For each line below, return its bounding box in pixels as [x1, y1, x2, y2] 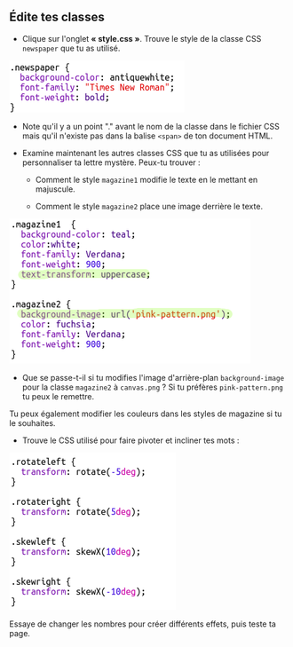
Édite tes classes [9, 10, 105, 25]
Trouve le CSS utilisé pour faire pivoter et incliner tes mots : [21, 435, 240, 446]
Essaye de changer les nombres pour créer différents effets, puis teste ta [9, 619, 277, 629]
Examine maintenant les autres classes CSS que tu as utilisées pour [21, 147, 270, 158]
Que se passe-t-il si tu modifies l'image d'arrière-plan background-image [21, 372, 285, 383]
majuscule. [35, 184, 75, 194]
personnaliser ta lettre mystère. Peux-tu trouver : [21, 157, 202, 168]
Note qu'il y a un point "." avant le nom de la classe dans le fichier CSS [21, 121, 280, 131]
